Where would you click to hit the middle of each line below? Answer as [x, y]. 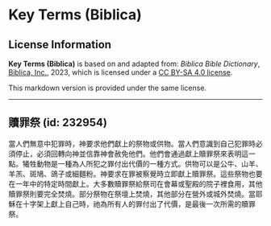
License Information [60, 45]
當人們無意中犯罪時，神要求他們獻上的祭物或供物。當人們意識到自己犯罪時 [132, 143]
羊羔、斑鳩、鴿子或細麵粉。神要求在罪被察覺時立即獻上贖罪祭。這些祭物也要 [135, 174]
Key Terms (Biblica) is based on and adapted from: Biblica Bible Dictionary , [134, 64]
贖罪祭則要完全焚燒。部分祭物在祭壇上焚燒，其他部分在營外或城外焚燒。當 [132, 194]
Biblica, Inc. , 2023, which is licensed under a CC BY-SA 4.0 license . [121, 72]
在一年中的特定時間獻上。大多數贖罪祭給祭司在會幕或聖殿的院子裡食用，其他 [135, 183]
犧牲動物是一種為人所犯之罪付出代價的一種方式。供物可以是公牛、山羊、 [142, 163]
